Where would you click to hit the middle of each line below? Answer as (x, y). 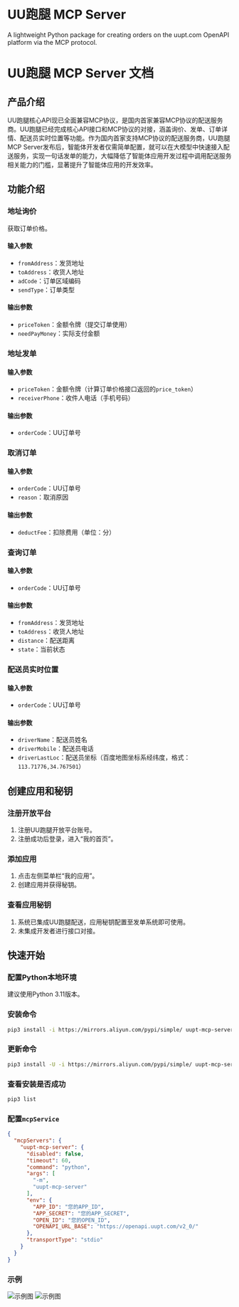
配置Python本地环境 (42, 977)
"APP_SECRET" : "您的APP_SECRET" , (81, 1213)
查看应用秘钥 (30, 905)
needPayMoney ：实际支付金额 (59, 334)
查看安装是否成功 (37, 1084)
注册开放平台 (30, 813)
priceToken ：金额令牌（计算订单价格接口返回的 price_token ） (107, 389)
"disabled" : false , (55, 1154)
